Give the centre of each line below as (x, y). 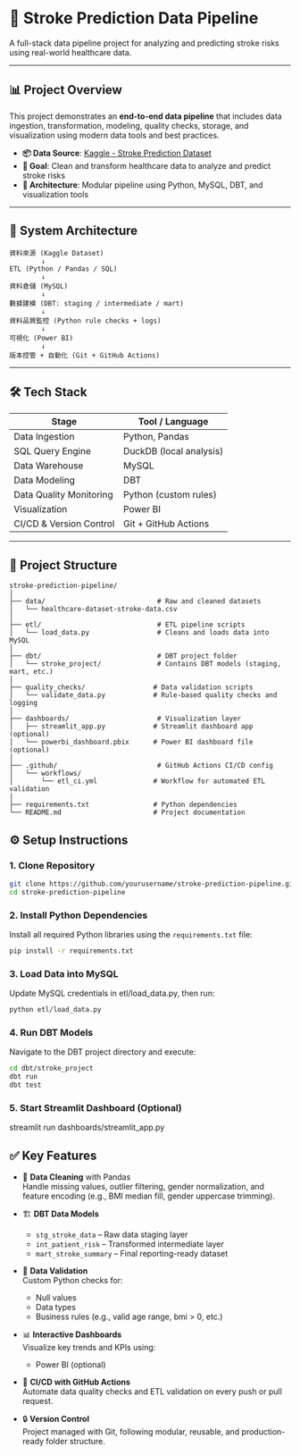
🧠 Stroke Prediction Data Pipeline (134, 18)
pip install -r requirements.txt (71, 951)
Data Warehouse (49, 466)
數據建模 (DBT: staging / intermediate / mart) (97, 303)
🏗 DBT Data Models (61, 1214)
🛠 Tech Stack (48, 392)
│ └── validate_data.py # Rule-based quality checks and (143, 695)
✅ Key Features (53, 1155)
